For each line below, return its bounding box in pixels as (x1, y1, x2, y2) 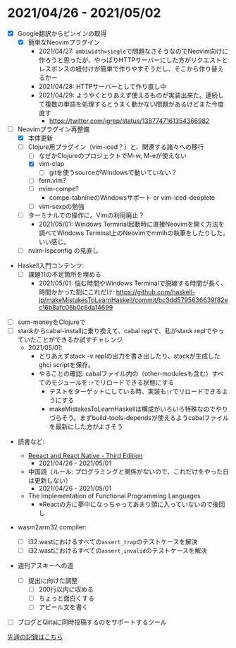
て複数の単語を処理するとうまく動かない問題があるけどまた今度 (38, 100, 224, 109)
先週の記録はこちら (7, 633, 63, 642)
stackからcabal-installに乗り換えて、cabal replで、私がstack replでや (17, 326, 218, 335)
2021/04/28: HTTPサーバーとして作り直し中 (38, 83, 167, 91)
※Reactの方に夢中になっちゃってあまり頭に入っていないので (38, 500, 213, 508)
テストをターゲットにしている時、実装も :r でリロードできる (49, 387, 222, 395)
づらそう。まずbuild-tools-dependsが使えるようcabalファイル (49, 413, 229, 421)
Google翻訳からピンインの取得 (17, 29, 107, 37)
